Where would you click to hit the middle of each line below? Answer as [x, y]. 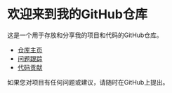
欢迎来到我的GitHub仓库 [77, 14]
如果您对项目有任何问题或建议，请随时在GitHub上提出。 [88, 82]
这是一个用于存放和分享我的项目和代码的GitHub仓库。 [85, 35]
